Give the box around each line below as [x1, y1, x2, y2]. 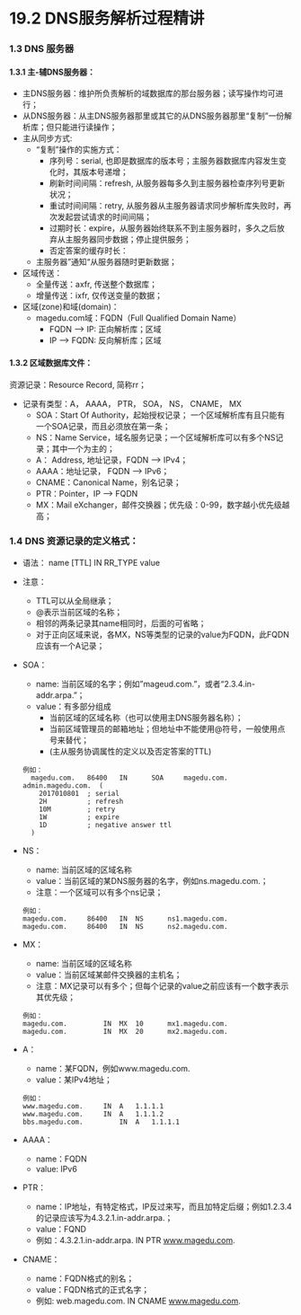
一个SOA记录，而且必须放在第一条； [35, 420, 171, 431]
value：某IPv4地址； [35, 1074, 112, 1085]
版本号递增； [80, 167, 128, 178]
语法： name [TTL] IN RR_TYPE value [22, 557, 160, 568]
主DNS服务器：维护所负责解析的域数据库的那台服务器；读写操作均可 [22, 88, 276, 99]
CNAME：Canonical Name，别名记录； [35, 477, 181, 488]
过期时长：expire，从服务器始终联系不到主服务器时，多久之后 [49, 223, 278, 234]
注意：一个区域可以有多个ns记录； [35, 887, 164, 897]
